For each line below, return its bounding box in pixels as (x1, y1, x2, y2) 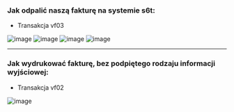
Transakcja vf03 (17, 22, 64, 30)
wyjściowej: (7, 67, 49, 77)
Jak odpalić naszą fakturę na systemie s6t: (7, 6, 155, 15)
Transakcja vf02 (17, 83, 64, 92)
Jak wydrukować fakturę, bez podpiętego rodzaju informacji (7, 58, 216, 68)
